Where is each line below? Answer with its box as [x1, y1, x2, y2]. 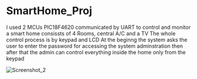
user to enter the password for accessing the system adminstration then [6, 42, 183, 50]
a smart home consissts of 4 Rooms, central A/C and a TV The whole [6, 29, 176, 37]
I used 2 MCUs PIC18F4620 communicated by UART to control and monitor [6, 24, 191, 31]
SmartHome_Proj [6, 4, 92, 18]
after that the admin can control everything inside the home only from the [6, 48, 186, 55]
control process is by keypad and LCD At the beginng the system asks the [6, 36, 187, 43]
